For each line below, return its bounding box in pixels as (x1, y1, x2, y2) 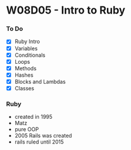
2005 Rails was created (14, 132, 73, 139)
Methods (14, 64, 37, 71)
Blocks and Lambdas (14, 78, 66, 85)
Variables (14, 45, 38, 52)
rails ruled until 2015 (14, 138, 64, 145)
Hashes (14, 71, 34, 79)
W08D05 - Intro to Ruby (6, 4, 126, 17)
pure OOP (14, 126, 40, 133)
